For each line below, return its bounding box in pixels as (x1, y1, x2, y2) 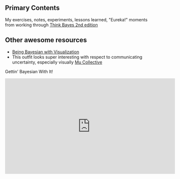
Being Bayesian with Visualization (12, 49, 79, 55)
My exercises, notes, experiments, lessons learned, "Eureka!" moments (5, 16, 148, 22)
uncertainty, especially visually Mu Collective (12, 59, 103, 65)
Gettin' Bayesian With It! (5, 68, 53, 74)
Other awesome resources (5, 36, 87, 44)
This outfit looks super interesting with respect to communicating (12, 54, 143, 60)
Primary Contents (5, 4, 60, 12)
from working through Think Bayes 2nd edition (5, 22, 98, 28)
